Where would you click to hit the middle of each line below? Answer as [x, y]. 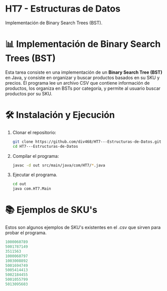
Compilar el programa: [36, 156]
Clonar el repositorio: [34, 132]
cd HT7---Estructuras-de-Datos [45, 146]
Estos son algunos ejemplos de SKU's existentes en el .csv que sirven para [83, 227]
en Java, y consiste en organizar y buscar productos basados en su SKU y [82, 77]
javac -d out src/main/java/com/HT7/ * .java [59, 165]
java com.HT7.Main [32, 189]
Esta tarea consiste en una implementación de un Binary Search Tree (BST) [84, 72]
